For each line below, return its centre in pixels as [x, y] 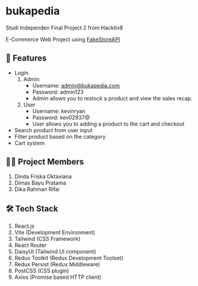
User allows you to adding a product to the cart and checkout [108, 124]
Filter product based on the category [60, 136]
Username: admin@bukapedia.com [76, 85]
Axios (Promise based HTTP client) [58, 277]
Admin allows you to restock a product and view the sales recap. [113, 98]
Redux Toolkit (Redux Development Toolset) [69, 258]
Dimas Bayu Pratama [40, 183]
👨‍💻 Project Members [45, 162]
